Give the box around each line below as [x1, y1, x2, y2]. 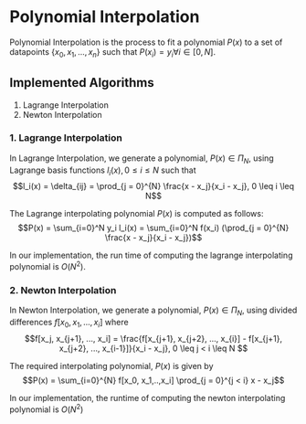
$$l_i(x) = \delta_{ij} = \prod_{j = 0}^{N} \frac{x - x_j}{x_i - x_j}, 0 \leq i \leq [12, 181, 295, 192]
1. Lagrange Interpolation [9, 132, 123, 144]
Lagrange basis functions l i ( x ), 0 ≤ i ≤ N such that [9, 164, 196, 177]
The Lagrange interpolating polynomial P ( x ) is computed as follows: [9, 208, 264, 219]
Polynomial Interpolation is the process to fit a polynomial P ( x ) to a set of [9, 37, 283, 48]
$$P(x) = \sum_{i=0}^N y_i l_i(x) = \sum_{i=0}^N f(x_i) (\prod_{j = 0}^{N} [17, 222, 290, 234]
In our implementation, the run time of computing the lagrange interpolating [9, 249, 293, 261]
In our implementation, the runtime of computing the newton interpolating [9, 392, 286, 403]
